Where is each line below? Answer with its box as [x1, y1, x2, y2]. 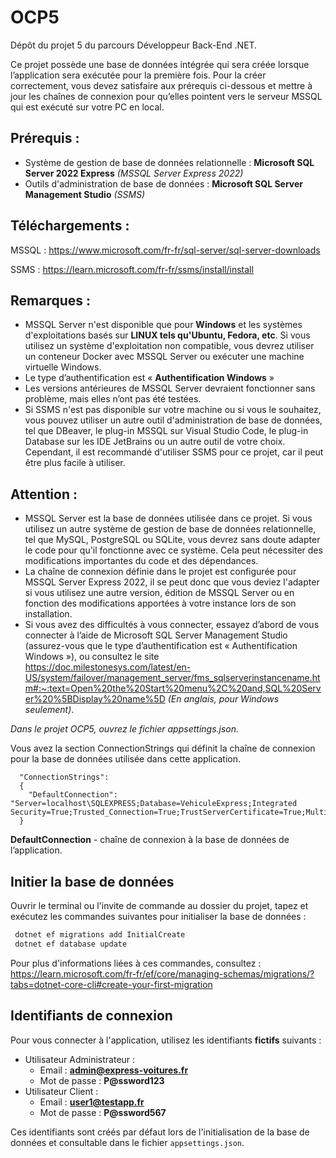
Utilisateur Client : [24, 1085, 99, 1097]
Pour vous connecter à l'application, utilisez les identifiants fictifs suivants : [10, 1034, 322, 1046]
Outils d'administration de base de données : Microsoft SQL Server [24, 177, 303, 190]
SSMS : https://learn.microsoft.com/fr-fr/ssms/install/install [10, 263, 254, 275]
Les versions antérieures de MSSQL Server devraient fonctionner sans [24, 382, 316, 395]
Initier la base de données [10, 873, 175, 890]
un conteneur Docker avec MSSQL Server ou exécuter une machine [24, 351, 305, 363]
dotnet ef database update [14, 939, 128, 949]
